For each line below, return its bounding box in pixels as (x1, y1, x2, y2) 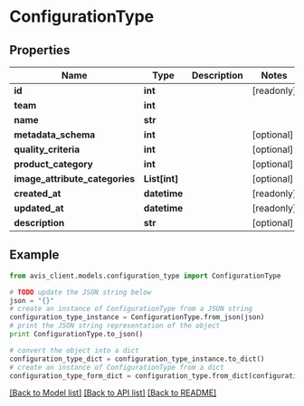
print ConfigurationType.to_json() (9, 330, 144, 339)
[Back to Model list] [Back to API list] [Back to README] (9, 387, 217, 399)
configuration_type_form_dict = (9, 371, 131, 381)
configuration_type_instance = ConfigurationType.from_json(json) (9, 313, 265, 322)
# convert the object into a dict (9, 345, 140, 354)
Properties (9, 42, 71, 58)
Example (9, 247, 60, 263)
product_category (14, 158, 93, 170)
